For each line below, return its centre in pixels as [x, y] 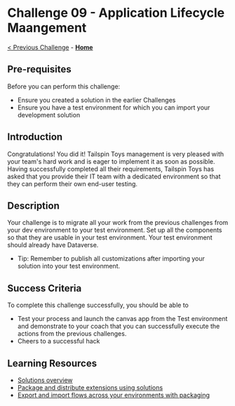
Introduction [35, 137]
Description [33, 205]
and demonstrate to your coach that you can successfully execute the [119, 326]
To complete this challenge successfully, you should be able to [98, 305]
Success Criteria [45, 288]
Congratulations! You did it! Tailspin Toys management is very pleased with [116, 154]
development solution [49, 114]
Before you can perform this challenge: [64, 86]
